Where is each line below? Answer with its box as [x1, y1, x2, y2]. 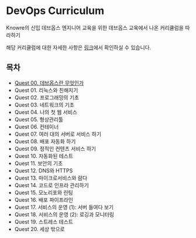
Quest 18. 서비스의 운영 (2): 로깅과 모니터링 [14, 211, 114, 218]
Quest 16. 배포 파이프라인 [14, 196, 73, 203]
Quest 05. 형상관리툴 [14, 116, 63, 123]
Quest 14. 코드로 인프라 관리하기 [14, 181, 89, 188]
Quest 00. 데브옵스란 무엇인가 [14, 79, 84, 86]
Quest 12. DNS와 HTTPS [14, 167, 73, 174]
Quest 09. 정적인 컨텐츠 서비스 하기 [14, 145, 97, 152]
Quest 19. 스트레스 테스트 [14, 218, 73, 225]
